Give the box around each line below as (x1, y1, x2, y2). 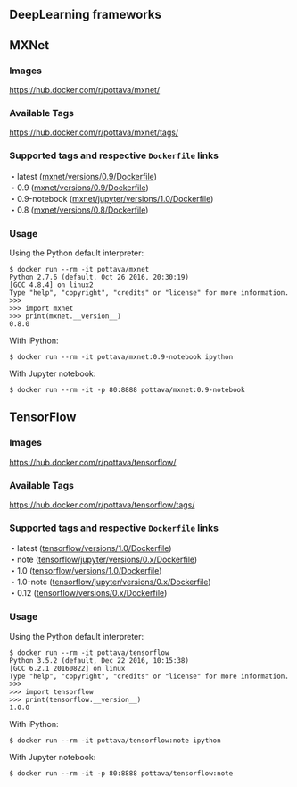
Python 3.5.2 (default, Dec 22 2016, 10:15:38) (9, 656, 190, 665)
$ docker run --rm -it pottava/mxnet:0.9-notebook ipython (9, 352, 234, 361)
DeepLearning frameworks (9, 7, 162, 22)
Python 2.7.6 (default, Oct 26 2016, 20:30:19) (9, 272, 190, 281)
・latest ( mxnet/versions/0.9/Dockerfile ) (9, 171, 158, 181)
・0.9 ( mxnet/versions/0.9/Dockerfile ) (9, 182, 149, 193)
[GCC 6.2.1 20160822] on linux (9, 664, 126, 673)
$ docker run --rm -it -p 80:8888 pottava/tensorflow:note (9, 768, 234, 778)
